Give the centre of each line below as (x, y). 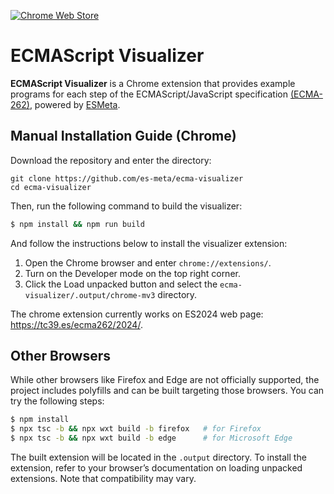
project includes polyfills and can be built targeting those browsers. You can (167, 391)
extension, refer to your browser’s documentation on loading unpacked (156, 468)
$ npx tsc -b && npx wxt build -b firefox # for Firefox (136, 429)
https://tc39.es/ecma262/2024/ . (76, 324)
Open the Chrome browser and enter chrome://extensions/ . (148, 262)
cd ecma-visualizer (51, 187)
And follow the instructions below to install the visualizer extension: (149, 243)
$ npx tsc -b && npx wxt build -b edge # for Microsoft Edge (151, 438)
